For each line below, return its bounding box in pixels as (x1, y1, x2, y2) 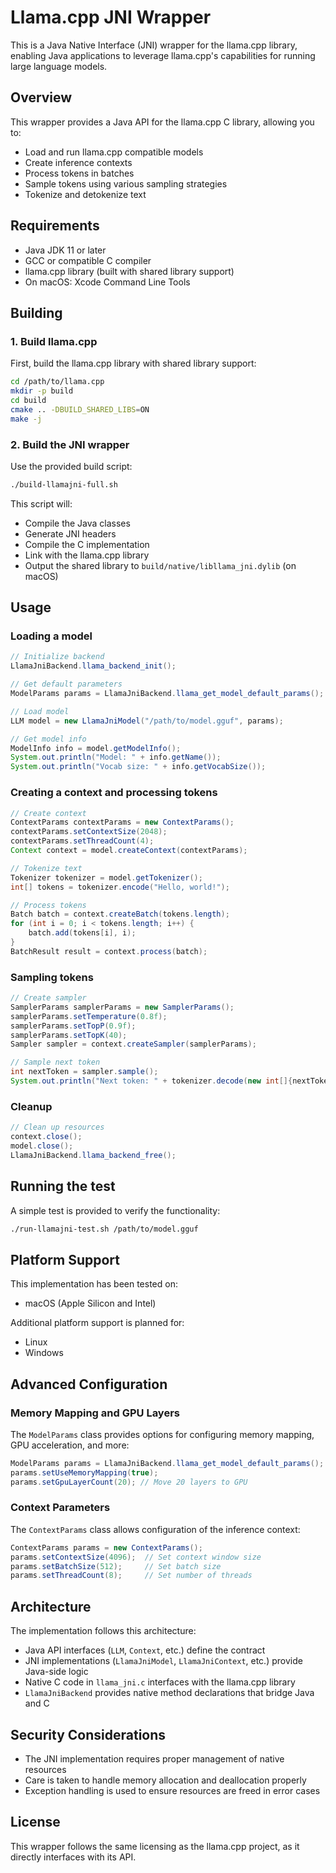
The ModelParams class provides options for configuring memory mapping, (10, 1428, 315, 1440)
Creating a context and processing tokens (10, 786, 218, 800)
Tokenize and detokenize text (24, 188, 147, 200)
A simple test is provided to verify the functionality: (10, 1204, 221, 1216)
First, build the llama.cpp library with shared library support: (10, 357, 257, 370)
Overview (10, 89, 73, 106)
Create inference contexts (24, 156, 133, 168)
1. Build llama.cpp (10, 334, 98, 348)
